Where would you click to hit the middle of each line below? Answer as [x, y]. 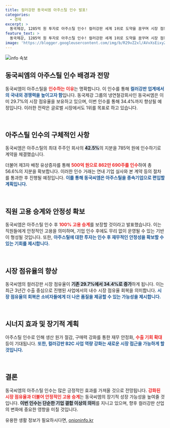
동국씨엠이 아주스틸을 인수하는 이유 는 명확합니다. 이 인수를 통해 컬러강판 [76, 89]
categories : [18, 15]
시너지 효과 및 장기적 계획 [42, 324]
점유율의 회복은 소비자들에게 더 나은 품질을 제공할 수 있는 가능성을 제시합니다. [86, 297]
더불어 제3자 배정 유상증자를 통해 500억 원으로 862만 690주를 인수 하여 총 [78, 165]
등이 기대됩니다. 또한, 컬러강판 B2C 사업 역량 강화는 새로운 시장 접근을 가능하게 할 [85, 343]
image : [12, 43]
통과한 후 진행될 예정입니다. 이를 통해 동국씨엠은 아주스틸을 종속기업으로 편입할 [88, 178]
